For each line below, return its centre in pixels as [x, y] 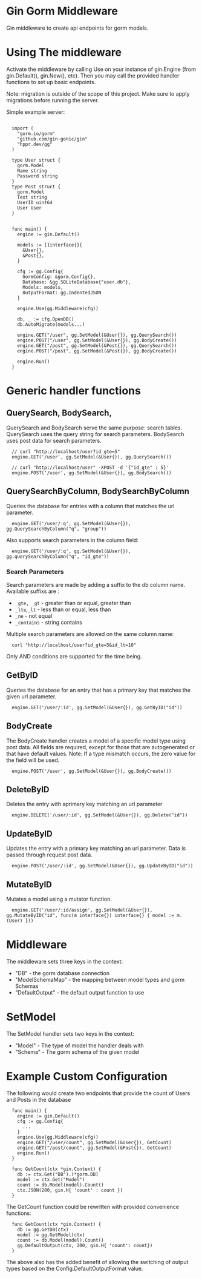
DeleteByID [28, 790]
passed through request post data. [49, 855]
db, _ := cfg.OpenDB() [46, 319]
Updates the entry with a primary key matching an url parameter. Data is [96, 849]
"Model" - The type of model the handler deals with [79, 1045]
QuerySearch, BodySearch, [59, 413]
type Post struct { [36, 187]
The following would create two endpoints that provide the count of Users [98, 1093]
